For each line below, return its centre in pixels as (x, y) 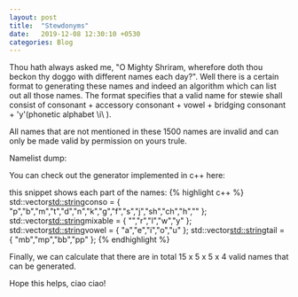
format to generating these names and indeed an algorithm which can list (143, 86)
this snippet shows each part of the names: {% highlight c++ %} (126, 192)
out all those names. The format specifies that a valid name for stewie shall (146, 96)
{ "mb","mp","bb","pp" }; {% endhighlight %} (90, 239)
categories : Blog (41, 42)
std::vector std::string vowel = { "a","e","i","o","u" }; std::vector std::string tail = (147, 231)
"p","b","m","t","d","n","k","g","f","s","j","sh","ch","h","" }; (108, 211)
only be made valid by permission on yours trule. (98, 141)
